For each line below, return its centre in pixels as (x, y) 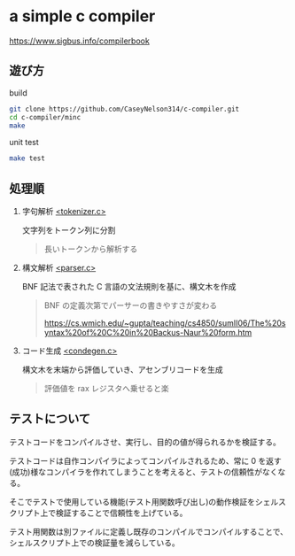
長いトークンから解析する (91, 249)
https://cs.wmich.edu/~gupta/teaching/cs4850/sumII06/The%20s (165, 323)
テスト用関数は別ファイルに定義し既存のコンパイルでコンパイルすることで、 (149, 531)
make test (27, 158)
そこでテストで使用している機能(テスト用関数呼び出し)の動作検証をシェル (144, 501)
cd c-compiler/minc (45, 117)
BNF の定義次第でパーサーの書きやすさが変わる (131, 305)
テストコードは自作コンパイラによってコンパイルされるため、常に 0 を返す (145, 460)
